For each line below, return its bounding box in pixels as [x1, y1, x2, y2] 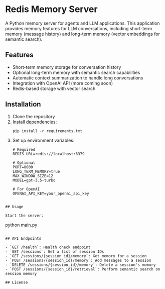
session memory [5, 271, 37, 276]
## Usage [5, 204, 24, 209]
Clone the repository [12, 113, 55, 119]
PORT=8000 [12, 164, 34, 169]
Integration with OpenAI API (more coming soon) [12, 80, 113, 86]
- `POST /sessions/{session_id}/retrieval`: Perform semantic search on [5, 266, 160, 272]
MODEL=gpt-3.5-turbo [12, 177, 56, 183]
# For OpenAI [12, 186, 40, 191]
